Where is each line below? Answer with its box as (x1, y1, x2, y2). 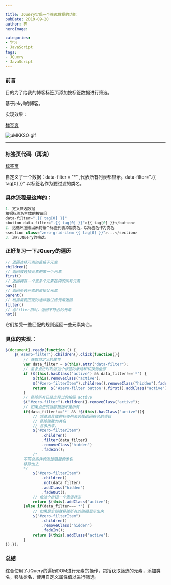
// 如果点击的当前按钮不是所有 (23, 404, 80, 410)
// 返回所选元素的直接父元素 (5, 288, 58, 293)
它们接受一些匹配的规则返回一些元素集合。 (5, 322, 95, 328)
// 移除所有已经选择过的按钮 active (23, 395, 92, 400)
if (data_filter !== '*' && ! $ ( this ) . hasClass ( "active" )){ (23, 409, 145, 414)
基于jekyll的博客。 (5, 100, 43, 106)
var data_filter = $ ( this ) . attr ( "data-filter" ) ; (23, 362, 129, 367)
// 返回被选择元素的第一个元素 (5, 269, 62, 274)
